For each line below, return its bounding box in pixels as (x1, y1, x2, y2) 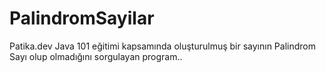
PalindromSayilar (9, 7, 155, 30)
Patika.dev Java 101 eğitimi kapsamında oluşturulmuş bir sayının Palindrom (9, 40, 316, 52)
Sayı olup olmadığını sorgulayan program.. (9, 50, 183, 62)
